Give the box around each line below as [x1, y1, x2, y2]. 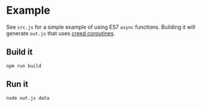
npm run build [6, 63, 42, 69]
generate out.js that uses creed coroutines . [6, 29, 115, 36]
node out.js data [6, 95, 50, 101]
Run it [6, 79, 29, 90]
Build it [6, 47, 33, 57]
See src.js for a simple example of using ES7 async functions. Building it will [6, 23, 196, 30]
